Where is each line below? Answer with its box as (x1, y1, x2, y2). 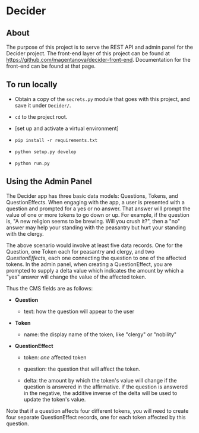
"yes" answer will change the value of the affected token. (6, 273, 147, 280)
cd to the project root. (14, 113, 68, 120)
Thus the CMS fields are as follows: (6, 285, 93, 292)
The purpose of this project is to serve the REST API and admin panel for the (6, 43, 193, 50)
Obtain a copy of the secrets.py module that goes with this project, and (14, 95, 190, 102)
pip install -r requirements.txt (14, 137, 98, 143)
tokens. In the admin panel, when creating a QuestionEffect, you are (6, 260, 172, 268)
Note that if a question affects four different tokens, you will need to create (6, 407, 189, 414)
